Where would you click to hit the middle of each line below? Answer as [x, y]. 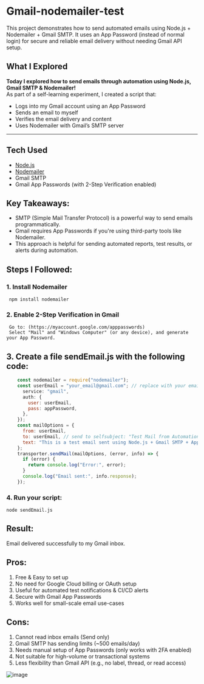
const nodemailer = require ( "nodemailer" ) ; [73, 380]
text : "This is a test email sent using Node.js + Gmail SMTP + [105, 442]
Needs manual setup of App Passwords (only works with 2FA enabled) [103, 650]
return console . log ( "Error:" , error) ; [77, 465]
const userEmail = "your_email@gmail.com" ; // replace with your [102, 386]
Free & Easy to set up [42, 577]
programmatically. [38, 225]
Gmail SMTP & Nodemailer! [41, 88]
